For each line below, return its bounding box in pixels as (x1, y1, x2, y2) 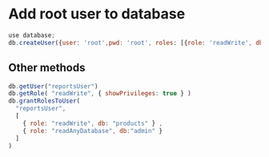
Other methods (8, 61, 86, 74)
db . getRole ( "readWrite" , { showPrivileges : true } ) (8, 90, 192, 98)
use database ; (8, 31, 56, 39)
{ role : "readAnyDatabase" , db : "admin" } (22, 127, 163, 135)
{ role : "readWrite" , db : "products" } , (22, 119, 163, 127)
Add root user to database (8, 5, 186, 23)
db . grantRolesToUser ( (8, 97, 81, 105)
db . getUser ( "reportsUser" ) (8, 82, 98, 91)
